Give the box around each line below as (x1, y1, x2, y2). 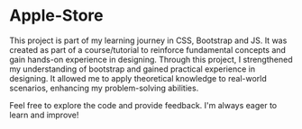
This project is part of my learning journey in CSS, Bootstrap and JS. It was (9, 35, 288, 46)
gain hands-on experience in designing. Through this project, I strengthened (9, 54, 293, 64)
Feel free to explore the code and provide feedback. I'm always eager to (9, 99, 278, 110)
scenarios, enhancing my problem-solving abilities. (9, 82, 199, 93)
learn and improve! (9, 109, 79, 120)
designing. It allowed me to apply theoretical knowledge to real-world (9, 73, 268, 83)
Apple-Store (9, 5, 104, 26)
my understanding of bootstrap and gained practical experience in (9, 64, 255, 74)
